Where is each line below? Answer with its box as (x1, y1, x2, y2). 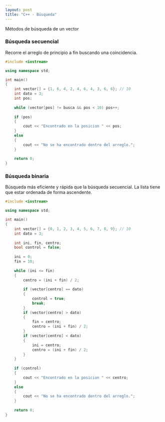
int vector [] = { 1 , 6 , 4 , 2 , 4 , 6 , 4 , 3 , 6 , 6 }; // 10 (14, 86, 131, 91)
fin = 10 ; (14, 259, 35, 264)
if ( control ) (14, 366, 41, 371)
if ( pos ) (14, 114, 32, 119)
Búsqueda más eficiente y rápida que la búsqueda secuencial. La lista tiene (5, 184, 160, 190)
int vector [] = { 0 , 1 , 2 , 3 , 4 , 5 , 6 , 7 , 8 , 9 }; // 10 (14, 226, 131, 231)
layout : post (5, 7, 32, 12)
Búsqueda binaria (5, 173, 49, 180)
